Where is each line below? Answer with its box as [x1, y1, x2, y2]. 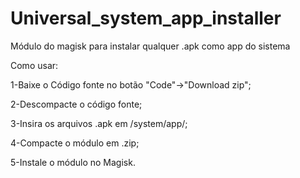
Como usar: [10, 59, 59, 71]
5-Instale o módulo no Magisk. [10, 156, 136, 168]
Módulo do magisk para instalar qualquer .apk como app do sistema [10, 40, 291, 52]
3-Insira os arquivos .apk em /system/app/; [10, 117, 188, 129]
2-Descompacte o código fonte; [10, 98, 143, 110]
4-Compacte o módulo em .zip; [10, 137, 140, 149]
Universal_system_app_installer [10, 7, 282, 30]
